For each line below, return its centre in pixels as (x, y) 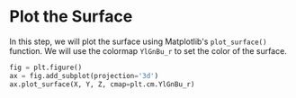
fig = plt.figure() (46, 67)
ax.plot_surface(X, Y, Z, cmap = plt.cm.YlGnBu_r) (102, 84)
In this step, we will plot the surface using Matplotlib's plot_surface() (138, 41)
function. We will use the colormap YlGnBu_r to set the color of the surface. (148, 50)
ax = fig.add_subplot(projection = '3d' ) (84, 76)
